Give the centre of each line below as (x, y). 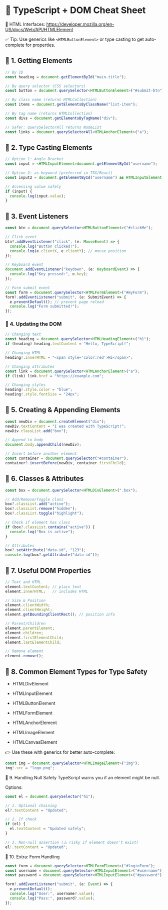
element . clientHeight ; (29, 610)
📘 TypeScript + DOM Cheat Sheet (75, 10)
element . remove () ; (24, 656)
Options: (14, 787)
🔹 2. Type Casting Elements (49, 147)
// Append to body (24, 440)
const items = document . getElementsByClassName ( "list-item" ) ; (71, 105)
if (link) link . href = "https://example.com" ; (54, 376)
